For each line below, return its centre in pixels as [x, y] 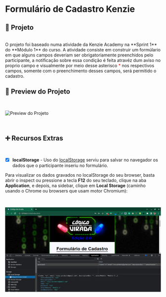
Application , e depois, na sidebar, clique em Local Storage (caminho [75, 185]
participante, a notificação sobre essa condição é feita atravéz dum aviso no [83, 60]
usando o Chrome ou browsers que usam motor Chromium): [66, 191]
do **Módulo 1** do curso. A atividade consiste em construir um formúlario [83, 50]
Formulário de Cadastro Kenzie [70, 9]
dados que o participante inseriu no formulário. [60, 165]
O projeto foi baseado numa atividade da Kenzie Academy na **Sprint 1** [81, 45]
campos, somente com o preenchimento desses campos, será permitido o [81, 71]
